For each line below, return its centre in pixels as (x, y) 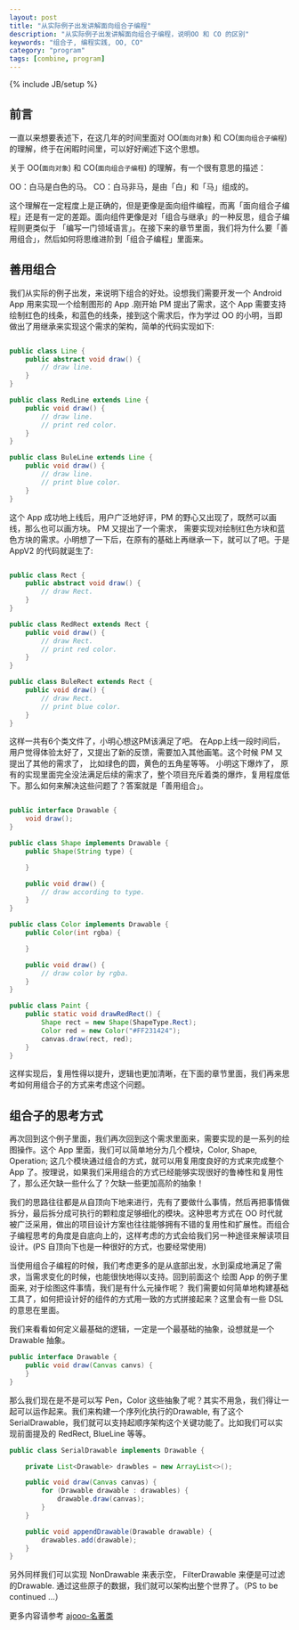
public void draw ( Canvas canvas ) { (91, 1483)
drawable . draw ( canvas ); (101, 1499)
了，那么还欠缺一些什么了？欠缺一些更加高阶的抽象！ (107, 1183)
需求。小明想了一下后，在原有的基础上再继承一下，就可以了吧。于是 (165, 539)
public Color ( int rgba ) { (73, 933)
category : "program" (48, 51)
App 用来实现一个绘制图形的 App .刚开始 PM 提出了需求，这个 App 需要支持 (148, 304)
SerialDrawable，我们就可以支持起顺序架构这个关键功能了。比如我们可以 (142, 1422)
